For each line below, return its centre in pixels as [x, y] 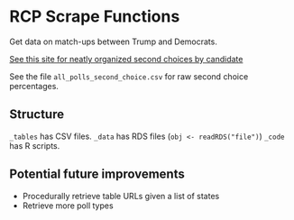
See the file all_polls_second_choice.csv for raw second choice [129, 76]
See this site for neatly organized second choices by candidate [126, 59]
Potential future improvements [97, 174]
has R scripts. [35, 145]
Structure [37, 115]
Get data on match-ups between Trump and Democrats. [114, 41]
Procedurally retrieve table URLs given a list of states [121, 196]
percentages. [34, 86]
